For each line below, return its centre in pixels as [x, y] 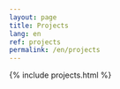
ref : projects [35, 42]
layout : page [33, 17]
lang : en [25, 33]
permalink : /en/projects [55, 50]
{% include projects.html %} [60, 75]
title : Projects [39, 26]
